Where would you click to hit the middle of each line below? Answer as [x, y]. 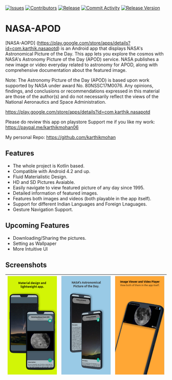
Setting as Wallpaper [35, 243]
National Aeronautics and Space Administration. [56, 102]
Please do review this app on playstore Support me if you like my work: [80, 122]
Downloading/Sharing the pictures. [49, 238]
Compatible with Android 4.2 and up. [51, 171]
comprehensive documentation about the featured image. [66, 70]
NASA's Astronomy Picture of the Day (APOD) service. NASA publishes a [82, 59]
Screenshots [26, 265]
